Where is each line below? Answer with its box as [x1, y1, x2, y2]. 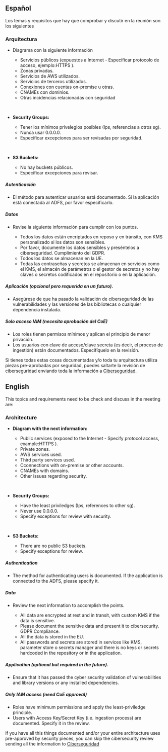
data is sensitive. [20, 618, 55, 624]
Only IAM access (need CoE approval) [5, 691, 87, 697]
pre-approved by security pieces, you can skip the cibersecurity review [5, 735, 154, 741]
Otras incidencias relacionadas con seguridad [20, 95, 116, 101]
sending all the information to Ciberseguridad [5, 740, 99, 747]
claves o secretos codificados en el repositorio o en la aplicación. [20, 271, 156, 278]
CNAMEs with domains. [20, 468, 70, 474]
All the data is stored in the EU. [20, 634, 84, 640]
